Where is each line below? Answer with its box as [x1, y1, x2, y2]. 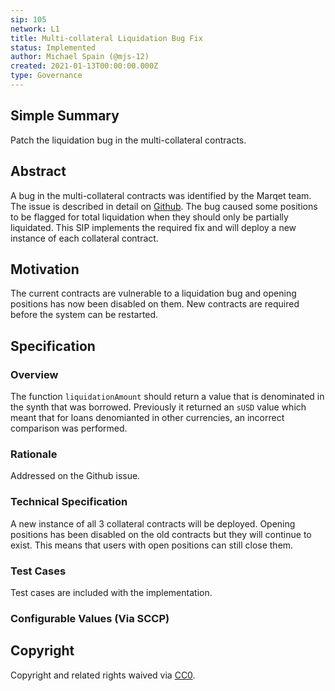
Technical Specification [10, 495, 128, 509]
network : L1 [10, 24, 60, 34]
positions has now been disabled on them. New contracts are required [10, 298, 300, 310]
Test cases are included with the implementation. [10, 586, 213, 598]
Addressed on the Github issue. [10, 470, 141, 482]
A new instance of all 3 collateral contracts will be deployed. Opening [10, 517, 296, 530]
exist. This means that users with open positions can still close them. [10, 539, 294, 551]
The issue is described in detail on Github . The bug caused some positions [10, 200, 318, 212]
